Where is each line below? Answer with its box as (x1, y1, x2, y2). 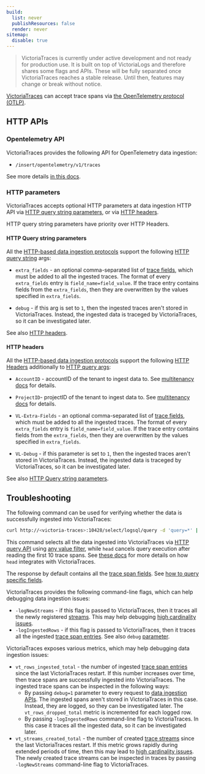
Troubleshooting (6, 492, 72, 503)
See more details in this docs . (6, 172, 81, 180)
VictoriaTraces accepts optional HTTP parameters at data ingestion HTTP (6, 202, 192, 209)
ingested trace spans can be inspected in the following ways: (15, 683, 170, 690)
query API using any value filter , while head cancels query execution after (6, 545, 191, 553)
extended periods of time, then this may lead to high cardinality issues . (15, 748, 194, 755)
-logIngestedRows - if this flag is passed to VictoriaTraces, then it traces (15, 626, 196, 634)
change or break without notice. (21, 80, 102, 88)
